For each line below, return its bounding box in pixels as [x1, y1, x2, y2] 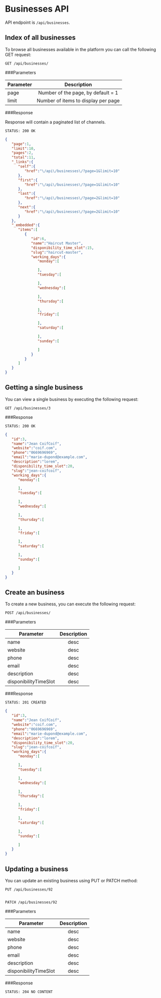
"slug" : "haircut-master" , [30, 250, 83, 255]
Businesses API [5, 3, 69, 15]
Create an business [5, 588, 65, 596]
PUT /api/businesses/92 [5, 887, 53, 892]
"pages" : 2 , [11, 151, 34, 155]
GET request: [5, 52, 31, 57]
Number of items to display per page [36, 97, 120, 104]
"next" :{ [17, 205, 36, 209]
